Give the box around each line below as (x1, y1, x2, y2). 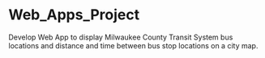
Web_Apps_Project (8, 6, 140, 24)
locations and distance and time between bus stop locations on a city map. (8, 40, 259, 50)
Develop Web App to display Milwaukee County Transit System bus (8, 32, 233, 42)
